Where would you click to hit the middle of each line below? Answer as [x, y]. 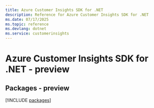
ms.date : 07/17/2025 [27, 19]
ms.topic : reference [27, 24]
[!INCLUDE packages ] [28, 100]
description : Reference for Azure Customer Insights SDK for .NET [77, 15]
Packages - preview [37, 88]
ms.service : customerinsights [37, 33]
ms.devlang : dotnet [26, 29]
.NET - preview [37, 69]
